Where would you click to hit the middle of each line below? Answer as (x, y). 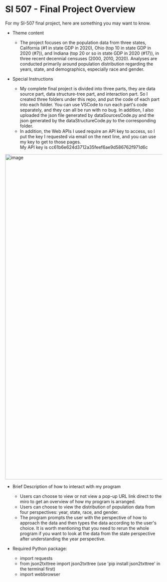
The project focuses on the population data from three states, (83, 42)
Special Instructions (33, 79)
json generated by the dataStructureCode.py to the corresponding (88, 120)
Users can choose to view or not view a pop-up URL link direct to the (91, 496)
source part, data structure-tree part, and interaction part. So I (84, 94)
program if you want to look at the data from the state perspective (87, 533)
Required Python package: (40, 548)
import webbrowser (40, 574)
